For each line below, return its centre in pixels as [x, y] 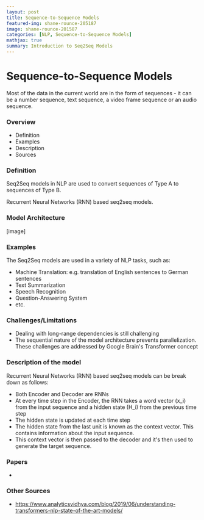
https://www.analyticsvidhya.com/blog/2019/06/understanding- [95, 504]
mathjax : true [24, 40]
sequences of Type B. [34, 190]
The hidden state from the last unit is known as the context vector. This [104, 426]
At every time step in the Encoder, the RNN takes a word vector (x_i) [100, 400]
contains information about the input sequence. [75, 433]
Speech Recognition [40, 291]
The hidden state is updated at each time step [73, 420]
